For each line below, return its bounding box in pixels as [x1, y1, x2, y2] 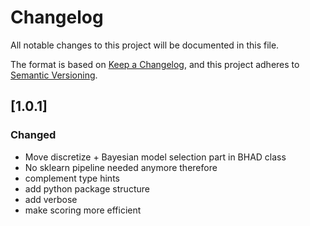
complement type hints [24, 172, 120, 184]
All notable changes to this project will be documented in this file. [10, 39, 280, 51]
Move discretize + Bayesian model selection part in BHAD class [24, 151, 287, 163]
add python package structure [24, 182, 150, 195]
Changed [10, 128, 57, 142]
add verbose [24, 193, 78, 205]
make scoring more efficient [24, 204, 142, 216]
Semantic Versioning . [10, 69, 98, 81]
